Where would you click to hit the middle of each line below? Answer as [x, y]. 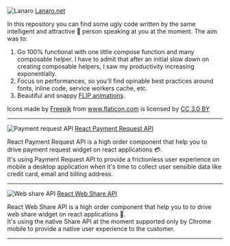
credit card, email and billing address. [60, 174]
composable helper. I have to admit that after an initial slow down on [113, 59]
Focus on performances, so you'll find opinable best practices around [115, 81]
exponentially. [37, 74]
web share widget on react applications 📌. [66, 214]
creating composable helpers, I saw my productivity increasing [106, 66]
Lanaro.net [50, 11]
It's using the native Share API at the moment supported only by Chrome [109, 221]
